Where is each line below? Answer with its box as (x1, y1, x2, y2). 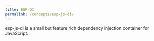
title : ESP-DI (5, 7, 35, 12)
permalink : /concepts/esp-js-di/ (5, 12, 74, 17)
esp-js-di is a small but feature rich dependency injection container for (5, 25, 150, 31)
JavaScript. (5, 30, 29, 36)
